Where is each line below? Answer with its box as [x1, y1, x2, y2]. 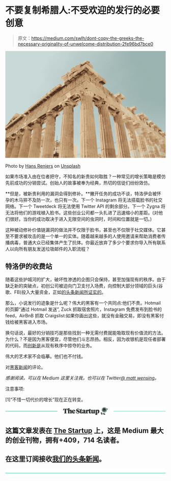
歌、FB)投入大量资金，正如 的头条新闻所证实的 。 [5, 289, 106, 295]
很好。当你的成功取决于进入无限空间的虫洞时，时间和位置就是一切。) [9, 216, 152, 222]
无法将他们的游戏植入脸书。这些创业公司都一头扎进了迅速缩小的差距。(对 [5, 209, 159, 216]
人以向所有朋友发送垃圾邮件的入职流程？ [5, 246, 90, 252]
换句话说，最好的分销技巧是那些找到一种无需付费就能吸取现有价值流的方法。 [5, 330, 166, 336]
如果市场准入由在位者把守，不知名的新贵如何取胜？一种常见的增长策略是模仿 [5, 173, 166, 179]
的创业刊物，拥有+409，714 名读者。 [5, 436, 123, 444]
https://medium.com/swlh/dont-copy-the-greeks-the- [31, 35, 145, 41]
